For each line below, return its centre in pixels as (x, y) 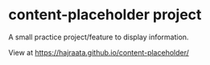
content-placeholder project (105, 15)
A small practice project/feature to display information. (99, 37)
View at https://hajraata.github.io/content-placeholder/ (99, 52)
